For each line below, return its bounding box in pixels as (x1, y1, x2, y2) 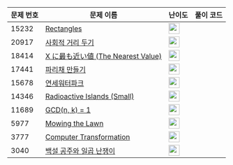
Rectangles (45, 24, 82, 34)
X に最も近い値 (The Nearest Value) (45, 51, 163, 61)
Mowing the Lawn (45, 118, 104, 128)
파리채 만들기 (45, 64, 86, 74)
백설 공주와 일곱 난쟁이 (45, 146, 116, 156)
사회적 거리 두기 (45, 38, 94, 48)
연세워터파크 (45, 78, 84, 88)
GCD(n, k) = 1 (45, 105, 91, 115)
